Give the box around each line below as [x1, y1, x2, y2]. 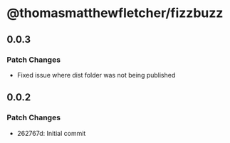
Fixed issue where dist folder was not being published [16, 70, 176, 79]
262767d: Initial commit [16, 129, 86, 137]
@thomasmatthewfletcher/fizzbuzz [6, 5, 224, 21]
